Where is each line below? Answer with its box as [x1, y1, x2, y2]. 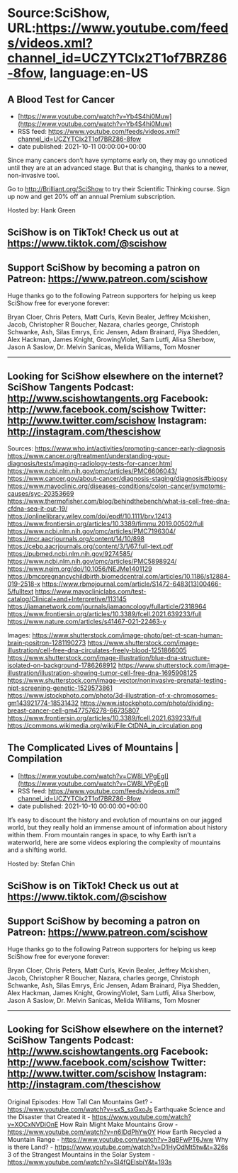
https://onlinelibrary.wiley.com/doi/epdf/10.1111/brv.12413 [7, 512, 172, 521]
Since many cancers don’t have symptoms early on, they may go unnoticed [7, 156, 227, 164]
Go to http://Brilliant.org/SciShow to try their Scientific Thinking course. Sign [7, 185, 230, 193]
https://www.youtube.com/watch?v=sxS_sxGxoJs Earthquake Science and [7, 1105, 225, 1113]
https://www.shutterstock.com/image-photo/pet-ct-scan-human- [32, 631, 223, 640]
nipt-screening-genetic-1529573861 [7, 684, 113, 692]
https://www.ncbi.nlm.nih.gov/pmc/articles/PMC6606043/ [7, 467, 178, 475]
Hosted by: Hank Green [7, 206, 76, 214]
